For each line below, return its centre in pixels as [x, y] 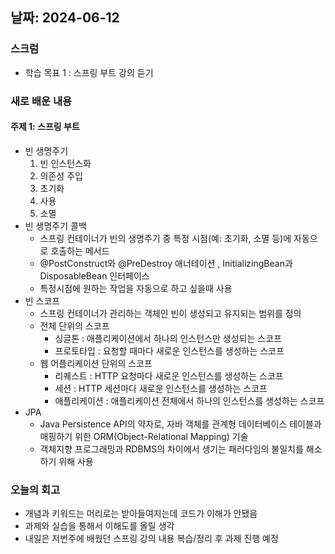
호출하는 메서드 [80, 250]
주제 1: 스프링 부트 [45, 127]
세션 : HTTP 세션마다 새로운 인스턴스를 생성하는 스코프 [161, 388]
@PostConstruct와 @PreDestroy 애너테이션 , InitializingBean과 [166, 263]
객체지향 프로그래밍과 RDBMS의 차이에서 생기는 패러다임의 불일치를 [171, 449]
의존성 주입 [61, 175]
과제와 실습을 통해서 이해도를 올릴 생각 [99, 526]
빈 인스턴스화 [65, 163]
